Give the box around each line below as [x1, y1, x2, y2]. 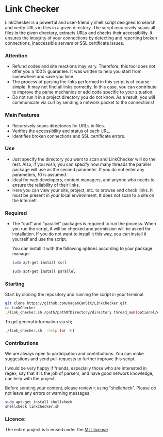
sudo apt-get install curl [12, 260, 67, 265]
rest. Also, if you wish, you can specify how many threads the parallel [12, 161, 151, 167]
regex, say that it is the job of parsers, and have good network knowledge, [5, 370, 154, 376]
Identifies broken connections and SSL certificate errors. [12, 133, 126, 139]
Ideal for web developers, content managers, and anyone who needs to [12, 176, 155, 183]
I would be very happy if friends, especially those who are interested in [5, 365, 147, 371]
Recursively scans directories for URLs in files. [12, 122, 105, 128]
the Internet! [12, 197, 37, 203]
